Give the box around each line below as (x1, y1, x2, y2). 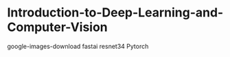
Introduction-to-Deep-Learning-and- (7, 5, 224, 21)
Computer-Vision (7, 19, 108, 35)
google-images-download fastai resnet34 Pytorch (7, 42, 149, 50)
